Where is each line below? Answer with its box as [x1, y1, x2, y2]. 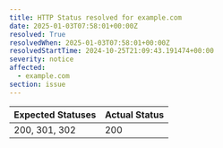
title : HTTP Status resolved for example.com [9, 13, 182, 22]
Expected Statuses [13, 109, 97, 121]
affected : [9, 64, 47, 73]
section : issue [9, 80, 66, 89]
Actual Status [104, 109, 164, 121]
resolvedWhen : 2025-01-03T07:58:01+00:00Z [9, 38, 170, 48]
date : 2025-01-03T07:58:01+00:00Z [9, 22, 139, 30]
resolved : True [9, 30, 66, 39]
